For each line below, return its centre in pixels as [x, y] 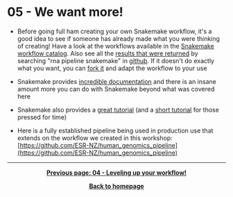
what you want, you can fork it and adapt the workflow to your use [112, 68]
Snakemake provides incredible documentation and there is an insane [116, 81]
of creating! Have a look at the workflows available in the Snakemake [116, 46]
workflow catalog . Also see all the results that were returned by [108, 53]
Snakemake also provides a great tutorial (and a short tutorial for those [118, 110]
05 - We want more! [65, 12]
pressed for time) [42, 117]
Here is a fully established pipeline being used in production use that [115, 130]
